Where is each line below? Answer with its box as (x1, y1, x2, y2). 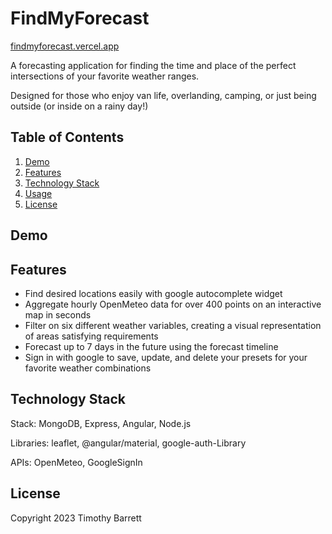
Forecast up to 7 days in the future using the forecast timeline (24, 340, 279, 352)
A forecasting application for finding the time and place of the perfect (10, 59, 297, 71)
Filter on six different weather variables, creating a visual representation (24, 319, 322, 331)
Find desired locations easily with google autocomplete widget (24, 287, 283, 299)
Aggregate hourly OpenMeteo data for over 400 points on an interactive (24, 298, 322, 310)
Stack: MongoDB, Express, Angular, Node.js (10, 417, 192, 429)
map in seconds (24, 308, 92, 321)
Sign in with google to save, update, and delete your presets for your (24, 351, 308, 363)
